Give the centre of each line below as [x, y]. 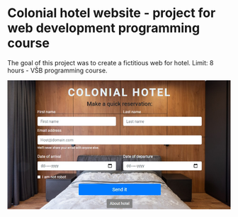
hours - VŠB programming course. [57, 70]
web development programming [104, 28]
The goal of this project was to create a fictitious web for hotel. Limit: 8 [110, 62]
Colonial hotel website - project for [112, 13]
